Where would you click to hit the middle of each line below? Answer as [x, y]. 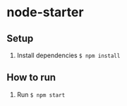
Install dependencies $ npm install [68, 55]
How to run [31, 77]
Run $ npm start [41, 94]
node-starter [45, 12]
